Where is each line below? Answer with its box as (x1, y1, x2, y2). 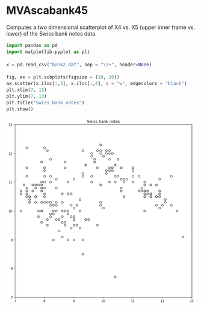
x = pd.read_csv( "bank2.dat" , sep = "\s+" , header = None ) (6, 62, 152, 68)
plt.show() (6, 106, 34, 112)
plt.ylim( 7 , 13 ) (6, 93, 47, 100)
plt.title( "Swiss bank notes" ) (6, 100, 85, 106)
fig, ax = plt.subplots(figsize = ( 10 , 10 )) (6, 74, 120, 80)
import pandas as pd (6, 42, 58, 48)
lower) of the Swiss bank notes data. (6, 30, 97, 37)
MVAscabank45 (6, 4, 88, 17)
